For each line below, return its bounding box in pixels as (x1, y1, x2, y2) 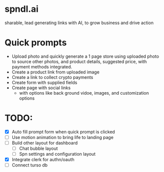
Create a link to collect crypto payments (11, 74, 93, 80)
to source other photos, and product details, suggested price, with (11, 58, 147, 65)
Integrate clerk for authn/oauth (11, 157, 75, 163)
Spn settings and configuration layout (19, 151, 96, 157)
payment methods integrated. (11, 64, 73, 69)
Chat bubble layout (19, 145, 58, 151)
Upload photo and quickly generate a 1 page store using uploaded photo (11, 53, 159, 59)
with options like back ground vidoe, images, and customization (19, 90, 149, 96)
